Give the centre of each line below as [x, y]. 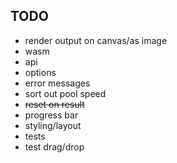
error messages [57, 83]
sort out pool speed [65, 93]
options [40, 72]
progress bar [51, 115]
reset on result [54, 104]
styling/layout [53, 125]
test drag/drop [54, 146]
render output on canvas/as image [96, 40]
